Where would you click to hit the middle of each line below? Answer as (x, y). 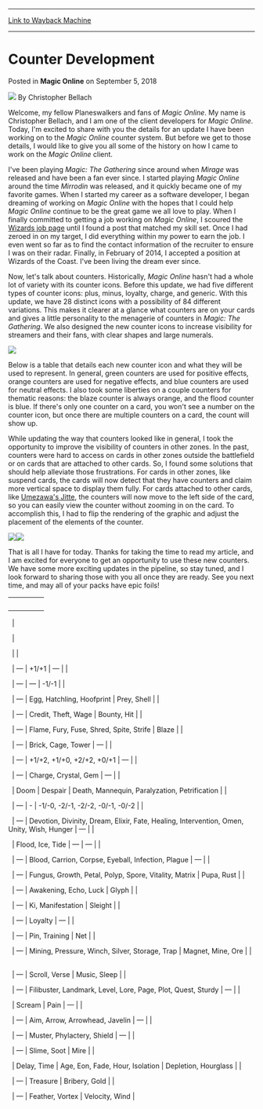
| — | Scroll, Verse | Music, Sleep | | (69, 974)
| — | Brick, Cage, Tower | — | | (61, 745)
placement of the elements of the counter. (76, 522)
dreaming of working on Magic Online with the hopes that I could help (121, 203)
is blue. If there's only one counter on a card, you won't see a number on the (131, 406)
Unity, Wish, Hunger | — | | (51, 829)
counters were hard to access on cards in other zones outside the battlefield (131, 455)
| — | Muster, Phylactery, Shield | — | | (73, 1035)
